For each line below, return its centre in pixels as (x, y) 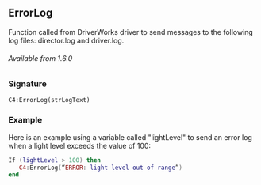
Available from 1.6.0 (40, 59)
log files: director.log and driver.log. (66, 40)
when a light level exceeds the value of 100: (80, 145)
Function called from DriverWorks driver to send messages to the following (131, 32)
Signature (28, 84)
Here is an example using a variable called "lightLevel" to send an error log (130, 137)
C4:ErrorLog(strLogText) (49, 100)
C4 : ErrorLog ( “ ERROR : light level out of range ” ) (100, 168)
